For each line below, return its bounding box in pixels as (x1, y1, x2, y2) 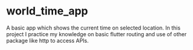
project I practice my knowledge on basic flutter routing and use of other (6, 30, 187, 37)
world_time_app (6, 4, 89, 18)
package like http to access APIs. (6, 37, 89, 44)
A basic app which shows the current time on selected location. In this (6, 24, 181, 31)
